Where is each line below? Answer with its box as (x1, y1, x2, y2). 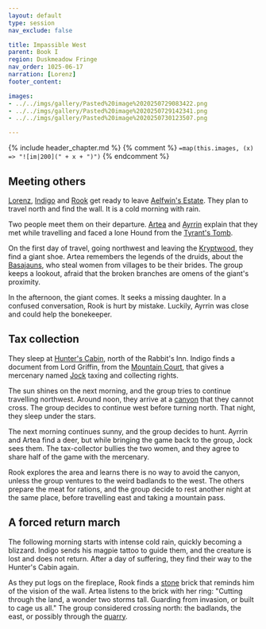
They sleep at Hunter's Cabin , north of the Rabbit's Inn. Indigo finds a (8, 353, 236, 363)
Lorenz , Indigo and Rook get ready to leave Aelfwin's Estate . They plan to (8, 196, 249, 205)
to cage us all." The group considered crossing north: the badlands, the (8, 603, 242, 612)
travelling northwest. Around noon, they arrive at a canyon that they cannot (8, 394, 254, 404)
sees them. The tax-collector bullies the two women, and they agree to (8, 443, 240, 453)
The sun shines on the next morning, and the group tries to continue (8, 386, 232, 395)
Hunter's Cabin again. (8, 562, 79, 572)
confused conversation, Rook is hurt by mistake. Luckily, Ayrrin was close (8, 301, 249, 310)
